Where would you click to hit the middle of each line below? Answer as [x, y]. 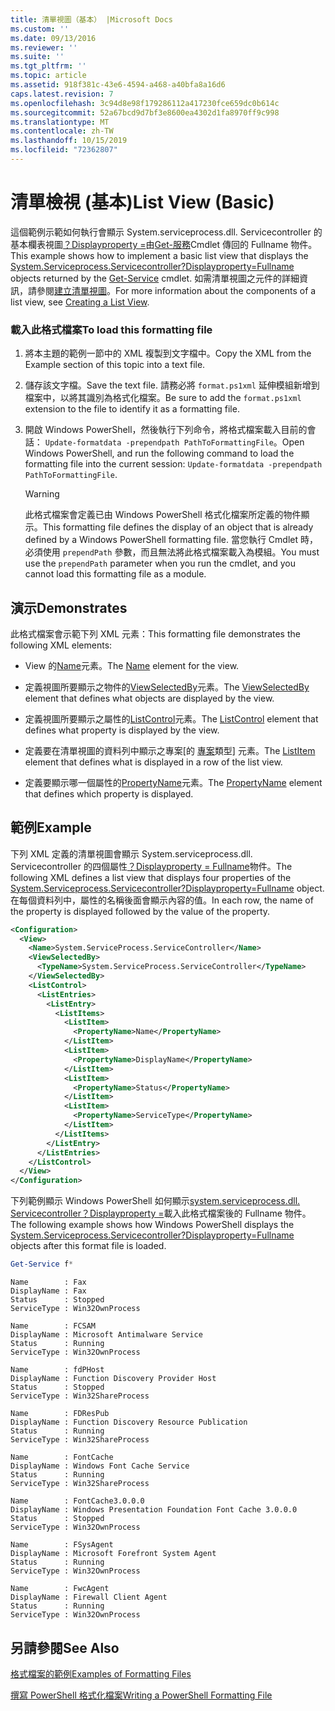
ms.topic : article [48, 76]
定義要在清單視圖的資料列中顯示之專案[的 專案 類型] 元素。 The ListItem [170, 750]
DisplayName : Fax [48, 1291]
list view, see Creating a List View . [80, 302]
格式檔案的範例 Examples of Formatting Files [101, 1673]
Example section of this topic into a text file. [115, 365]
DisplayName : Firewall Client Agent [89, 1597]
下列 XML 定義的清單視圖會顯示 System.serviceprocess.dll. [131, 853]
